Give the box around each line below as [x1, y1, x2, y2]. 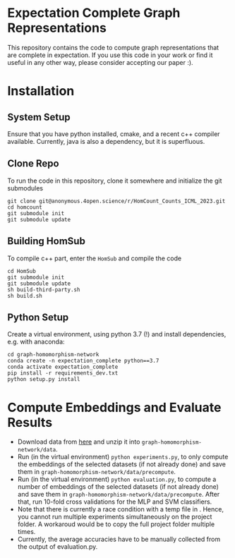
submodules [7, 183, 44, 192]
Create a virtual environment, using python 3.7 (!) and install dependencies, [7, 330, 227, 339]
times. [17, 528, 36, 536]
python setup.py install [7, 376, 80, 383]
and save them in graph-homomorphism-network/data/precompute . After [17, 490, 220, 499]
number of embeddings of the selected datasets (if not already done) [17, 483, 219, 491]
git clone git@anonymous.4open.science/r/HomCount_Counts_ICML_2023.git [7, 198, 226, 205]
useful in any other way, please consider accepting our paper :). [7, 58, 193, 66]
